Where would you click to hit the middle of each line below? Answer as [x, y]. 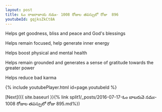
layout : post [19, 10]
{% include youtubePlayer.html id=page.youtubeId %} [61, 87]
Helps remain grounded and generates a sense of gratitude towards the [79, 63]
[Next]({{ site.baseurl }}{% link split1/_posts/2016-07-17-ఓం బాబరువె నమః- [81, 97]
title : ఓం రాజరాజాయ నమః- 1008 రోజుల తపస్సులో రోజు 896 [62, 15]
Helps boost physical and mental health [46, 53]
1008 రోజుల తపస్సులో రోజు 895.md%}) [43, 104]
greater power [20, 68]
